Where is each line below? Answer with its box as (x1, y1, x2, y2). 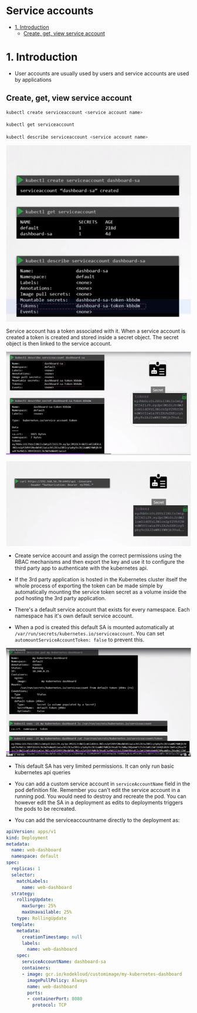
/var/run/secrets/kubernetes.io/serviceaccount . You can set (14, 630, 165, 637)
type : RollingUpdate (16, 915, 67, 921)
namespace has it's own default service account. (14, 612, 134, 619)
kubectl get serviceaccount (6, 122, 75, 128)
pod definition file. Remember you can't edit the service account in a (14, 786, 181, 793)
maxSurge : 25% (21, 903, 57, 909)
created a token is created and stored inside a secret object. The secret (6, 334, 179, 341)
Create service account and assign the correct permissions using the (14, 551, 182, 559)
